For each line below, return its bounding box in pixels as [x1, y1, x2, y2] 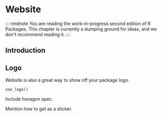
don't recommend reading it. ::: [5, 31, 70, 37]
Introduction [5, 46, 46, 55]
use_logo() [5, 87, 29, 92]
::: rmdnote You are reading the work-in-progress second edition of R [5, 20, 151, 27]
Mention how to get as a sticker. [5, 106, 72, 112]
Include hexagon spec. [5, 96, 53, 102]
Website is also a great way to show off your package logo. [5, 77, 130, 83]
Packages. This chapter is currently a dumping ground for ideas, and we [5, 26, 157, 32]
